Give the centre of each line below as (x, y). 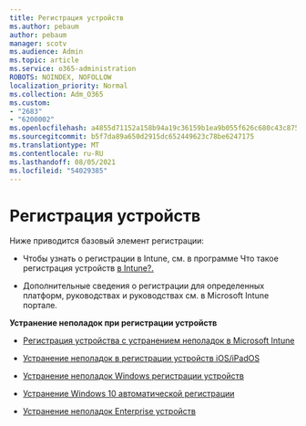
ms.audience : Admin (46, 52)
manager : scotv (38, 43)
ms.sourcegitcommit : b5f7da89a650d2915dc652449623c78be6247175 (132, 137)
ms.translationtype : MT (55, 145)
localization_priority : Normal (69, 86)
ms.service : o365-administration (73, 69)
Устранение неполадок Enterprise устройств (109, 411)
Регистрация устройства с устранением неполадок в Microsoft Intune (158, 341)
